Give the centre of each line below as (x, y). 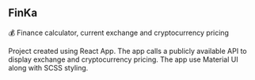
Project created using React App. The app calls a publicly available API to (127, 51)
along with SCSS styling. (48, 67)
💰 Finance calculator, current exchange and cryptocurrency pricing (119, 32)
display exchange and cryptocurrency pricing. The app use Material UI (124, 59)
